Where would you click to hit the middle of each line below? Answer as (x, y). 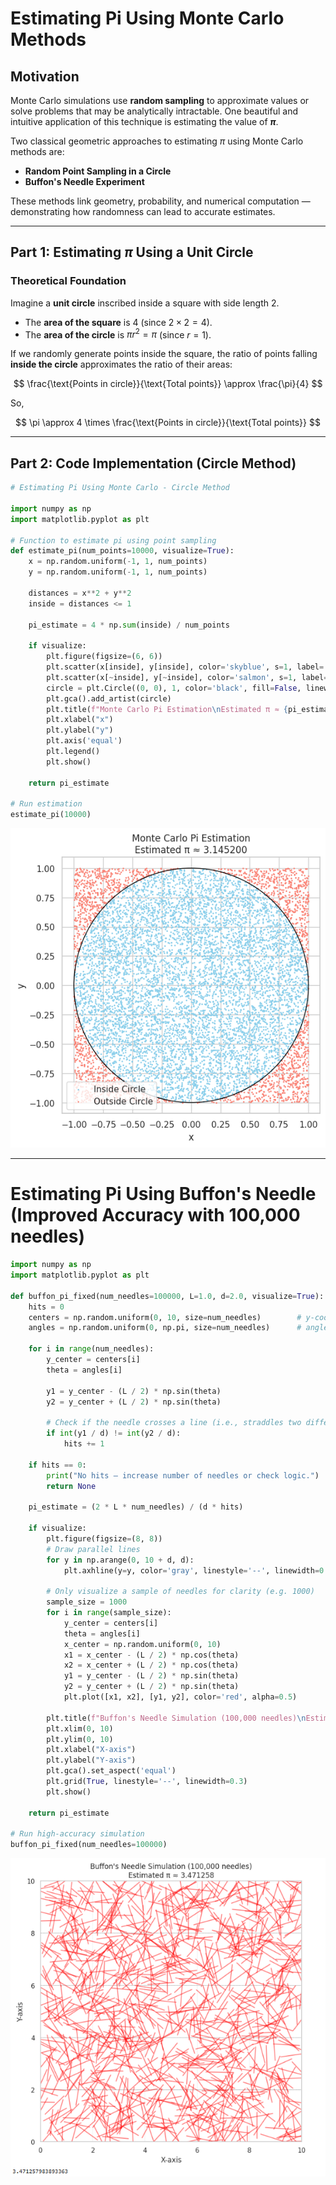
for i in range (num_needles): (91, 1349)
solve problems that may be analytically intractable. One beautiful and (154, 111)
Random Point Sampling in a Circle (98, 171)
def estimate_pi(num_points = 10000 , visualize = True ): (122, 551)
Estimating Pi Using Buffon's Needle (163, 1194)
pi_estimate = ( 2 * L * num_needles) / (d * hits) (136, 1507)
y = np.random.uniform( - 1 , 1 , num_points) (118, 572)
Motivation (45, 76)
